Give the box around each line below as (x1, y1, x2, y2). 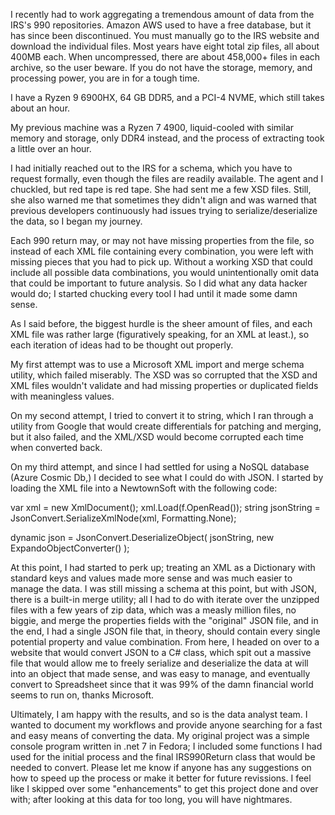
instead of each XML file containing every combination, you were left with (10, 245, 314, 257)
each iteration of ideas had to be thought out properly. (10, 339, 234, 351)
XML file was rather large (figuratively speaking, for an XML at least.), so (10, 329, 310, 340)
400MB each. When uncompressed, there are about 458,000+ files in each (10, 51, 321, 63)
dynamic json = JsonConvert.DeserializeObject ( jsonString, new (10, 532, 275, 543)
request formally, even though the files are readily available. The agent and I (10, 173, 324, 184)
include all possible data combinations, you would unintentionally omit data (10, 267, 320, 278)
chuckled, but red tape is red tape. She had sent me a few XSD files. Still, (10, 184, 312, 195)
